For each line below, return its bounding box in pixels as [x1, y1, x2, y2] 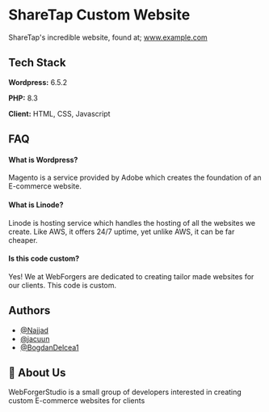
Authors [8, 304, 51, 317]
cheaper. [8, 235, 38, 244]
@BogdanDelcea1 [19, 342, 79, 352]
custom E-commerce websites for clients [8, 396, 145, 406]
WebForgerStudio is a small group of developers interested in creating [8, 387, 242, 397]
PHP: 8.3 [8, 93, 38, 103]
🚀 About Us [8, 366, 66, 380]
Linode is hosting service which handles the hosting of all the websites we [8, 218, 256, 227]
